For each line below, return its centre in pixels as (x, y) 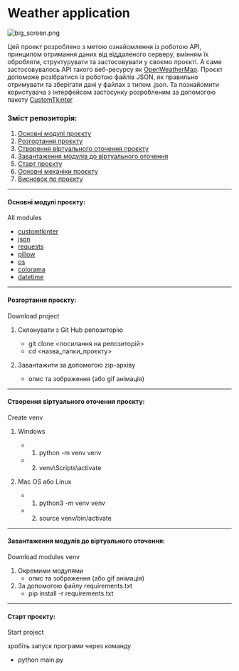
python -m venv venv (70, 452)
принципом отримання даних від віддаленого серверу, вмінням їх (108, 54)
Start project (26, 633)
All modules (25, 218)
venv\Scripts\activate (70, 467)
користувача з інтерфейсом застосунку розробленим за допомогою (112, 92)
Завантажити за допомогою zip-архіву (76, 365)
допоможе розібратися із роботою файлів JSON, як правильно (103, 77)
